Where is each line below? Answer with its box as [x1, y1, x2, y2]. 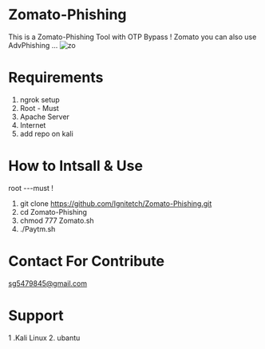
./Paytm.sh [19, 224, 56, 233]
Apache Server [19, 112, 70, 121]
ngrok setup [19, 94, 60, 105]
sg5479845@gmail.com [8, 278, 88, 288]
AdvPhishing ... [8, 40, 58, 50]
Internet [19, 120, 46, 129]
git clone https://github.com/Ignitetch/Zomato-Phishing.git [19, 198, 212, 208]
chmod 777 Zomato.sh [19, 216, 94, 225]
